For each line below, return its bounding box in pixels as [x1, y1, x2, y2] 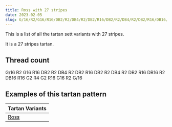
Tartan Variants [8, 105, 47, 112]
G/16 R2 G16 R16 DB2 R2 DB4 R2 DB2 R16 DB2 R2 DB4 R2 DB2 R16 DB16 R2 [5, 70, 165, 76]
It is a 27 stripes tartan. [5, 41, 54, 47]
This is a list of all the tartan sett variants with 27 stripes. [5, 31, 124, 37]
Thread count [5, 56, 50, 65]
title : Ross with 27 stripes [5, 7, 68, 13]
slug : [5, 17, 17, 22]
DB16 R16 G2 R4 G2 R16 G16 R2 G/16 [5, 75, 83, 81]
